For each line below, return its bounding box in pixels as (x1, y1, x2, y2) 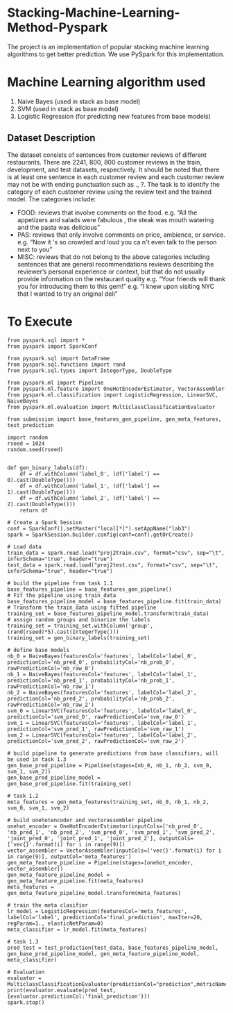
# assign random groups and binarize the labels (7, 616, 150, 623)
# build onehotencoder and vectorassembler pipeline (7, 817, 163, 823)
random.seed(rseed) (7, 446, 64, 453)
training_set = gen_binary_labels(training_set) (7, 634, 150, 642)
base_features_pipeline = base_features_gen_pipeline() (7, 585, 172, 593)
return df (19, 507, 49, 514)
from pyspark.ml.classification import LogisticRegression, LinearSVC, (7, 391, 218, 399)
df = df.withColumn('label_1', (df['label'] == (19, 483, 159, 489)
